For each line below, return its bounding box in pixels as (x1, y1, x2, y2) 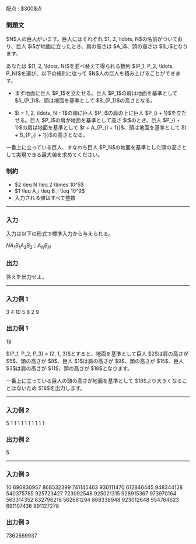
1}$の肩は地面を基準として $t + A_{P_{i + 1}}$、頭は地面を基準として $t (14, 124, 187, 131)
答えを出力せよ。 (6, 273, 47, 280)
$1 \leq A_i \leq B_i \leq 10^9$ (14, 187, 85, 194)
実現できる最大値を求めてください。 (16, 151, 103, 158)
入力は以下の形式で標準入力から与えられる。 (6, 230, 114, 237)
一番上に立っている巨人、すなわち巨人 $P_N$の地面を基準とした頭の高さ (6, 144, 182, 151)
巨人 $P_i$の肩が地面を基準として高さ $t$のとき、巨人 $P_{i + (30, 117, 180, 124)
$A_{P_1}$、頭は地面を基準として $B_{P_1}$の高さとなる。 (14, 97, 156, 104)
